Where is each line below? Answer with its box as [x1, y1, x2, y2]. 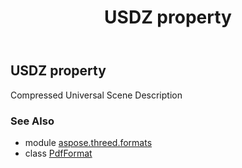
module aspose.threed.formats [24, 136, 153, 148]
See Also [10, 114, 55, 128]
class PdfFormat [24, 147, 93, 159]
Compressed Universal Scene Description [10, 89, 183, 101]
